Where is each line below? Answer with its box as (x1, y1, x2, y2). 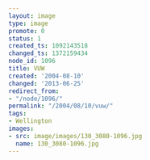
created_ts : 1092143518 (8, 42, 89, 50)
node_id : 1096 (8, 57, 56, 65)
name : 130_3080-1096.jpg (15, 139, 99, 148)
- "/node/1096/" (8, 95, 63, 103)
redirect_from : (8, 86, 60, 95)
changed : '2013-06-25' (8, 79, 85, 87)
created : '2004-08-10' (8, 72, 85, 80)
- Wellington (8, 117, 52, 125)
